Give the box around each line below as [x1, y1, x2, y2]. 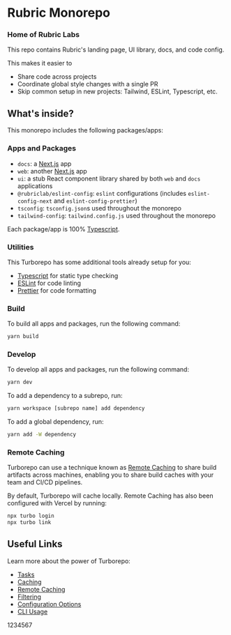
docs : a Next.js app [17, 159, 72, 168]
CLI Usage [17, 607, 48, 615]
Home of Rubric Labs [7, 30, 80, 40]
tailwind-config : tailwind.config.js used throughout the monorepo [17, 211, 216, 220]
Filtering [17, 592, 42, 601]
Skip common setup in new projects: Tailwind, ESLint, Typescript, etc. [17, 87, 218, 95]
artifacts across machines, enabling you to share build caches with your [7, 470, 214, 479]
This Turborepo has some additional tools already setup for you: [7, 258, 192, 266]
